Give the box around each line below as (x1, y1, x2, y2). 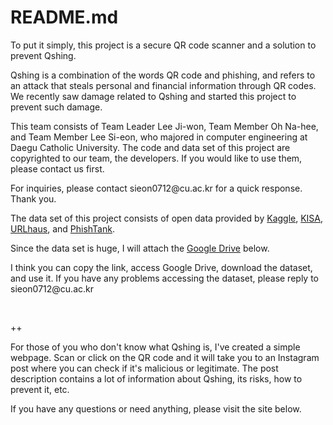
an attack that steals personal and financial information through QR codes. (10, 79, 317, 91)
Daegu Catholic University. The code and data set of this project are (10, 141, 291, 153)
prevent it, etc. (10, 383, 70, 395)
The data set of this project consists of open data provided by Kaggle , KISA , (10, 212, 324, 224)
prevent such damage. (10, 101, 103, 113)
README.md (10, 6, 119, 29)
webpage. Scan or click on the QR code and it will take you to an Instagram (10, 351, 320, 363)
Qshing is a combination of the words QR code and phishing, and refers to (10, 69, 316, 81)
